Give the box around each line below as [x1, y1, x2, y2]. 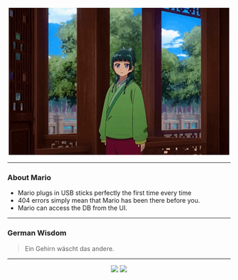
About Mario [7, 172, 52, 182]
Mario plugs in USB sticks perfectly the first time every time [17, 189, 192, 197]
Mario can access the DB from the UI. [17, 203, 127, 213]
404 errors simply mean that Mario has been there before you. [17, 196, 200, 205]
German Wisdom [7, 228, 67, 238]
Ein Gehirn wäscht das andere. [24, 244, 115, 252]
